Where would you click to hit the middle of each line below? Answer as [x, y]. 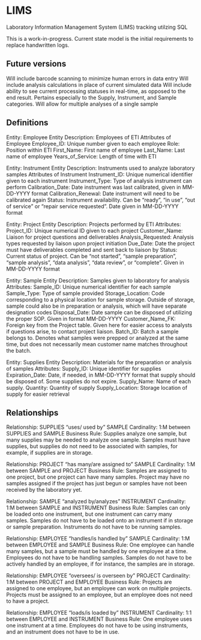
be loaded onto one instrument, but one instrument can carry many [89, 514]
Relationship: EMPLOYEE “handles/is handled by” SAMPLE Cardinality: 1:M [98, 539]
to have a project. [28, 601]
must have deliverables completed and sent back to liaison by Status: [92, 250]
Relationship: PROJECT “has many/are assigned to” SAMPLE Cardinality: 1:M [101, 464]
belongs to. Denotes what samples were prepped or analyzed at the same [97, 338]
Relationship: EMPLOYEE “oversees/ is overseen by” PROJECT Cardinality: [98, 576]
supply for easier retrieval [38, 394]
